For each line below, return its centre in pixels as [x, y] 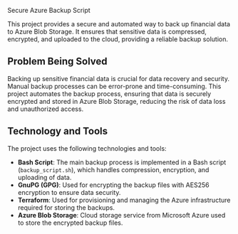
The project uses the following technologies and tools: [87, 148]
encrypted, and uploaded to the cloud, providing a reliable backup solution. [118, 39]
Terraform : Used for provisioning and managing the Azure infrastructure [124, 200]
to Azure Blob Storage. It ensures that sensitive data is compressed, [107, 32]
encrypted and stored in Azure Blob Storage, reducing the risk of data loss [117, 101]
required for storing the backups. [66, 207]
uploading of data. [45, 177]
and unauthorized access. [46, 109]
